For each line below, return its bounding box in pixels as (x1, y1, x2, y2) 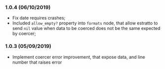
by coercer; (12, 31, 36, 37)
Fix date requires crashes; (12, 15, 66, 21)
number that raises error (12, 59, 62, 65)
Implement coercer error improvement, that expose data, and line (12, 54, 145, 60)
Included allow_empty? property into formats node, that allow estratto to (12, 20, 158, 26)
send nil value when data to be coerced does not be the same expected (12, 25, 161, 31)
